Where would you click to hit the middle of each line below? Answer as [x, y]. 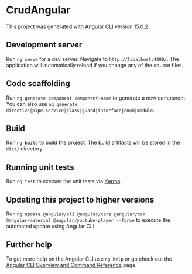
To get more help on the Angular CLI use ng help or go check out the [89, 259]
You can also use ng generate [42, 104]
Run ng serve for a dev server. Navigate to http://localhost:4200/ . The [93, 59]
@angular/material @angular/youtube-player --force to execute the [88, 220]
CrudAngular [38, 10]
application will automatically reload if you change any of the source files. [95, 65]
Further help [29, 244]
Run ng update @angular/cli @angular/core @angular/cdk [76, 214]
